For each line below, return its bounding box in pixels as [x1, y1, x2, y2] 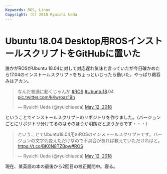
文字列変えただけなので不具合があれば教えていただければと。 [35, 138, 163, 144]
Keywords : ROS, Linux [5, 7, 51, 13]
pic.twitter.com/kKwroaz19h [17, 94, 75, 101]
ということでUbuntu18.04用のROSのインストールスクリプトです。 [17, 131, 154, 137]
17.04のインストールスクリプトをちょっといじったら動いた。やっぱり [9, 71, 152, 78]
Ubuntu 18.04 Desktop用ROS [5, 35, 128, 47]
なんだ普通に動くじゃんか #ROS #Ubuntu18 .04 [17, 89, 114, 95]
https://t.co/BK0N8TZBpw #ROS [17, 143, 84, 149]
